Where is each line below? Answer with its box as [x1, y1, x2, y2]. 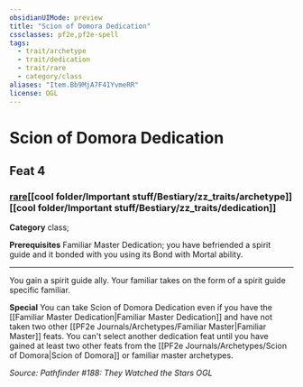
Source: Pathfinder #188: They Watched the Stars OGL [9, 367, 214, 379]
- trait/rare [17, 64, 67, 73]
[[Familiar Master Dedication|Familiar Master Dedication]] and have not [9, 312, 273, 323]
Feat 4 [9, 163, 46, 179]
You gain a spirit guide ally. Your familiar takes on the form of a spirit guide [9, 275, 286, 286]
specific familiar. [9, 285, 70, 296]
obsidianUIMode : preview [9, 13, 103, 23]
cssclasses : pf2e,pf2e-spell [9, 30, 119, 39]
